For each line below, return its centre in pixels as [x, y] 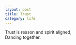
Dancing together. [23, 37]
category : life [20, 18]
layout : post [18, 9]
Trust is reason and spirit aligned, [38, 32]
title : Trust [18, 14]
